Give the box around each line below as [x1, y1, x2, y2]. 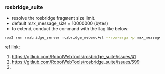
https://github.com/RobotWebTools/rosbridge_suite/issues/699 [11, 59, 140, 65]
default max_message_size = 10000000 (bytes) [11, 20, 109, 26]
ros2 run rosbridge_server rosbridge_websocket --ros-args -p [4, 35, 135, 40]
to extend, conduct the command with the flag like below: [11, 26, 129, 32]
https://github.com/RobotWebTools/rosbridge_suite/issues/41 [11, 54, 136, 60]
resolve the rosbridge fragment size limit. [11, 15, 96, 21]
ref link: [4, 44, 20, 50]
